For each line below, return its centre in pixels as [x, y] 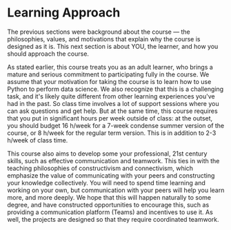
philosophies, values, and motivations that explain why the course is [104, 39]
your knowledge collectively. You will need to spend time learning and [106, 182]
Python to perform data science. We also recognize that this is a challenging [115, 89]
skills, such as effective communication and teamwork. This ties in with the [113, 160]
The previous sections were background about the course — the [99, 32]
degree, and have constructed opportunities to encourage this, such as [108, 205]
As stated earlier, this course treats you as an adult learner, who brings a [110, 67]
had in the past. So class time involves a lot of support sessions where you [113, 103]
